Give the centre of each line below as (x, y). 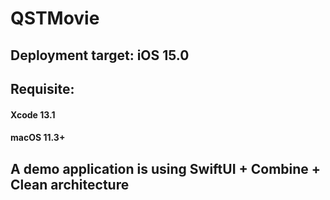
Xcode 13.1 (33, 114)
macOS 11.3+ (38, 138)
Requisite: (42, 88)
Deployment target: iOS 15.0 (100, 55)
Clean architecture (70, 184)
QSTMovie (55, 18)
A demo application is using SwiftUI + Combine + (166, 168)
